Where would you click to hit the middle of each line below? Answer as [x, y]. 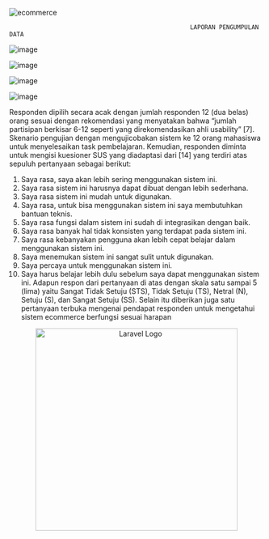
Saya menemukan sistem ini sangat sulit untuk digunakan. [117, 257]
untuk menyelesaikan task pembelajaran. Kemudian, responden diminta [128, 146]
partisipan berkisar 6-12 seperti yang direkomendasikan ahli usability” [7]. [132, 129]
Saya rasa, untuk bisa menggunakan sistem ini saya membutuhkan [132, 205]
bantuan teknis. [46, 214]
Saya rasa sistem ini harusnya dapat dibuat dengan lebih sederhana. [134, 188]
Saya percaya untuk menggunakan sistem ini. [97, 265]
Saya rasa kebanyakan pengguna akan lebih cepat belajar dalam [128, 240]
